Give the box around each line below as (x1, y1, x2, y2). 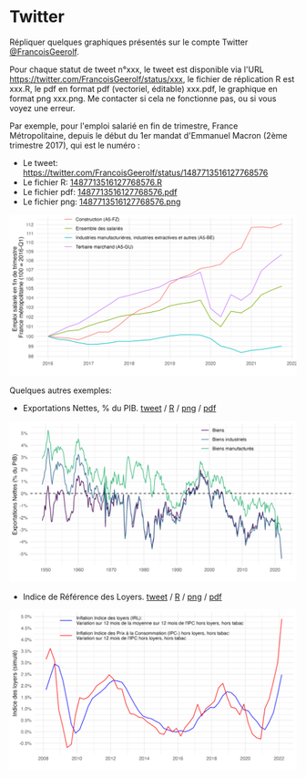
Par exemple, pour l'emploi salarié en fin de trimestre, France (9, 120, 239, 131)
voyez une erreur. (9, 102, 76, 113)
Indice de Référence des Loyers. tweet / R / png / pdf (22, 591, 222, 602)
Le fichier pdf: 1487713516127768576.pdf (22, 186, 178, 197)
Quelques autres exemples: (9, 385, 112, 396)
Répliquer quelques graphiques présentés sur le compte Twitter (9, 36, 249, 47)
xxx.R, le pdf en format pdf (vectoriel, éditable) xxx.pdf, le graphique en (9, 83, 278, 94)
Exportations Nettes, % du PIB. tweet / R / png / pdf (22, 402, 217, 413)
